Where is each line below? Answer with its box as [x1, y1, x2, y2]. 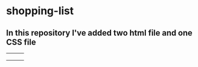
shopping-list [6, 4, 74, 18]
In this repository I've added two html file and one [6, 28, 193, 38]
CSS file [6, 37, 37, 47]
